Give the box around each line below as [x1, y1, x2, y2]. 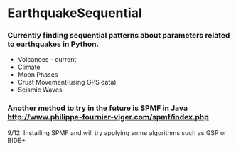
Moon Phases [17, 70, 58, 79]
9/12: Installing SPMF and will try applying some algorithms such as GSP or [7, 128, 227, 136]
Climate [17, 63, 41, 72]
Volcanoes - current [17, 55, 77, 64]
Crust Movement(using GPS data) [17, 78, 117, 87]
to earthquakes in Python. [7, 39, 100, 49]
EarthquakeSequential [7, 5, 142, 21]
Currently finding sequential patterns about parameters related [7, 31, 230, 41]
